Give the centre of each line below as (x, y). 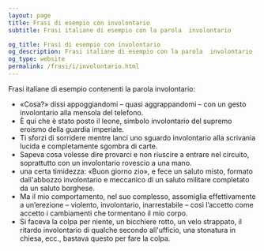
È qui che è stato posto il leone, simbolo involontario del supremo (126, 121)
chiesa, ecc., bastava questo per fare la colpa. (95, 238)
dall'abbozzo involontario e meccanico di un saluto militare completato (134, 179)
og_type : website (37, 59)
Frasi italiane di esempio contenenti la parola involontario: (102, 88)
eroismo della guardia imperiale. (72, 129)
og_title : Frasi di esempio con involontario (84, 44)
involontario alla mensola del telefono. (81, 112)
